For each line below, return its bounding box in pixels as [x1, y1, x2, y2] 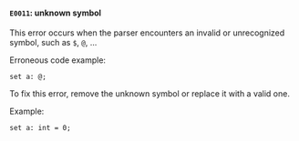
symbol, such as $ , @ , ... [9, 37, 98, 48]
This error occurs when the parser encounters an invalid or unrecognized [9, 27, 285, 38]
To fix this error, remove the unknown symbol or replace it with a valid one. [9, 88, 290, 99]
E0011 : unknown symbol [9, 7, 102, 18]
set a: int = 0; [9, 124, 71, 133]
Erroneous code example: [9, 55, 107, 65]
